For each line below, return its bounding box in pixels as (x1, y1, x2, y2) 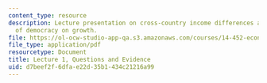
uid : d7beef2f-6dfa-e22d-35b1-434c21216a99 (8, 63, 155, 71)
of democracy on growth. (15, 26, 98, 34)
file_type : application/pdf (8, 41, 102, 49)
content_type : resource (8, 11, 87, 20)
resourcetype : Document (8, 48, 87, 56)
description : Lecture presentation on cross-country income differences (8, 19, 254, 27)
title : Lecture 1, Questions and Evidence (8, 56, 151, 64)
